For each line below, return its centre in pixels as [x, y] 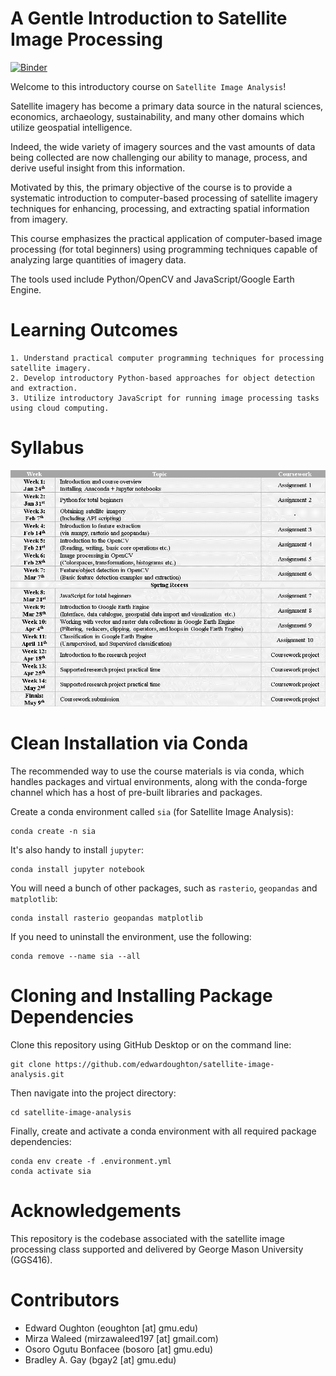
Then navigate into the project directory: [93, 1093]
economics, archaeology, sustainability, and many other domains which [157, 116]
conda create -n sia [53, 831]
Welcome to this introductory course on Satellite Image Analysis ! [148, 86]
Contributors [65, 1299]
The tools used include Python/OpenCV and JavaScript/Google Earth [152, 279]
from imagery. [39, 219]
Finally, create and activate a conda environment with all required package [163, 1131]
